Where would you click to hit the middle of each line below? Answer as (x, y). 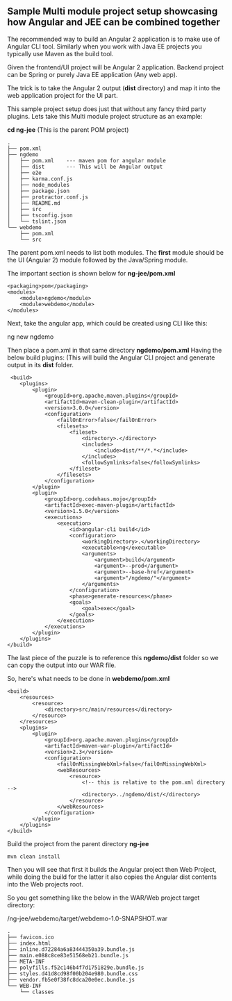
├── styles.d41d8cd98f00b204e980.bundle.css (73, 974)
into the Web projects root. (45, 884)
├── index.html (29, 943)
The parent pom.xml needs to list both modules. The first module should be (116, 252)
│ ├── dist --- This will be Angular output (85, 167)
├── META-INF (26, 961)
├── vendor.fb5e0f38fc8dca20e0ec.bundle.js (71, 979)
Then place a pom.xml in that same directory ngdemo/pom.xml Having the (115, 350)
